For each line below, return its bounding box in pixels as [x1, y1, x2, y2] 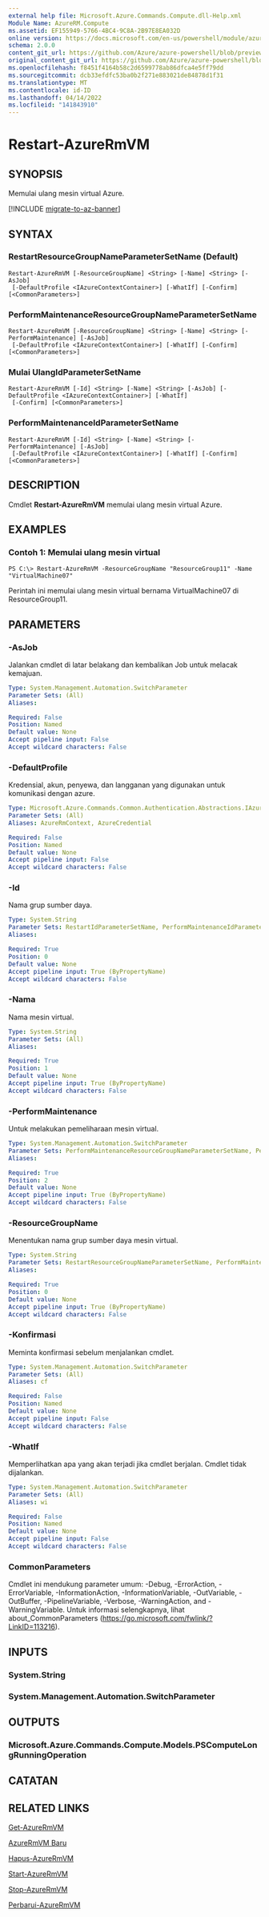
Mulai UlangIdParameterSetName [8, 367, 142, 378]
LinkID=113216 [8, 1622, 56, 1632]
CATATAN [8, 1774, 58, 1788]
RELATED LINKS [8, 1801, 90, 1815]
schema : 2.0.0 [8, 42, 56, 50]
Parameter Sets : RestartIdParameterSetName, [8, 923, 159, 931]
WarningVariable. [8, 1605, 66, 1614]
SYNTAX [8, 227, 54, 241]
